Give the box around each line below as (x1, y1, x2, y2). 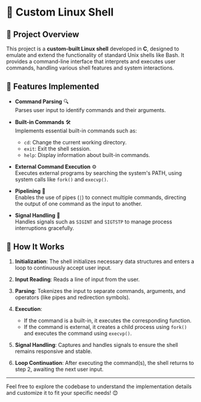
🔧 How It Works (6, 242, 65, 252)
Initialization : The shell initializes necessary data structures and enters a (14, 258, 194, 265)
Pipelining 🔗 (14, 187, 46, 194)
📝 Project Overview (6, 29, 80, 40)
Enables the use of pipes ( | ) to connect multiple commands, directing (14, 194, 187, 201)
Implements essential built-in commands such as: (14, 127, 138, 134)
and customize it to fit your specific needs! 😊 (6, 389, 118, 396)
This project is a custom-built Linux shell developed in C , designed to (6, 45, 179, 52)
